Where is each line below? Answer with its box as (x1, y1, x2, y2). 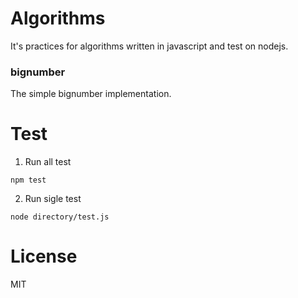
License (10, 245, 78, 268)
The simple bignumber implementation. (10, 88, 172, 100)
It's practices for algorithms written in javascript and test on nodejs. (10, 40, 289, 52)
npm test (10, 175, 47, 186)
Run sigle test (24, 193, 82, 205)
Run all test (24, 156, 72, 168)
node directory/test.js (10, 212, 110, 222)
